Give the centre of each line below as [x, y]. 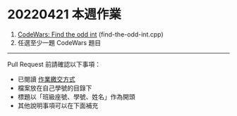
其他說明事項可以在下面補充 [58, 105]
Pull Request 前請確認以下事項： [54, 64]
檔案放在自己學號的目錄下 [55, 88]
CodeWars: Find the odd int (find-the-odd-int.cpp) [90, 34]
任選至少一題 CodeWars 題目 [59, 42]
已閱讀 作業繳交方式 [46, 79]
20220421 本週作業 [64, 14]
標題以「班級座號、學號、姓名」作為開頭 [76, 96]
